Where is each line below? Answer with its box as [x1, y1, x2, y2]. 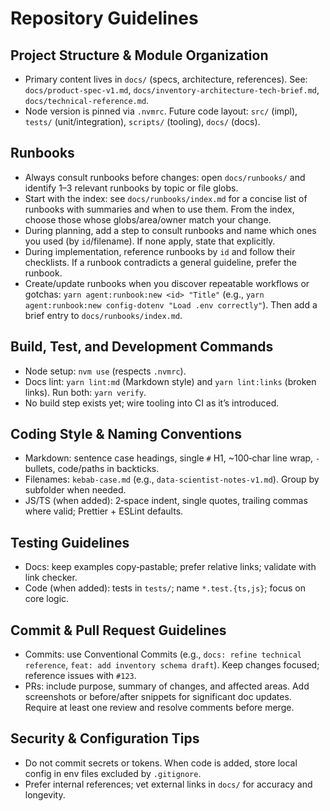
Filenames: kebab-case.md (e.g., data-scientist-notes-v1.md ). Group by [24, 473, 320, 486]
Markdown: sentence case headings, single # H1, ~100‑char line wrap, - [24, 452, 321, 464]
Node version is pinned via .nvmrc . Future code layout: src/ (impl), [24, 105, 298, 117]
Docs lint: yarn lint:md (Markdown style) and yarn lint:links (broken [24, 375, 317, 387]
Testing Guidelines [10, 534, 130, 551]
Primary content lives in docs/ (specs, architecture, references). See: [24, 73, 308, 85]
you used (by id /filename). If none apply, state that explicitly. [24, 235, 276, 247]
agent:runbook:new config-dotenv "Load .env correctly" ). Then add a [24, 298, 318, 311]
